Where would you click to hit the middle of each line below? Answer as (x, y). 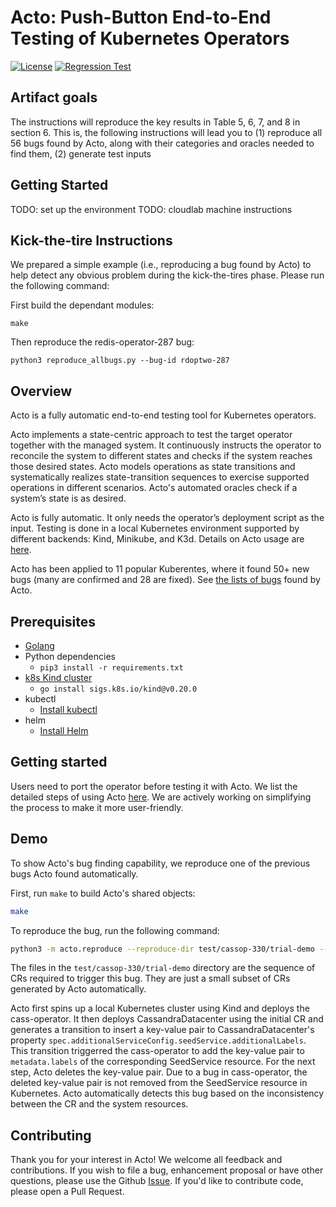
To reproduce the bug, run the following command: (115, 930)
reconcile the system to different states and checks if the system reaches (161, 456)
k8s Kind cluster (58, 677)
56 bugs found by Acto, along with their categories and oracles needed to (162, 143)
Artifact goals (54, 97)
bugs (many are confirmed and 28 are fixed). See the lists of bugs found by (165, 580)
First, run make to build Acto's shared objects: (103, 893)
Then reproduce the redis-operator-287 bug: (102, 342)
